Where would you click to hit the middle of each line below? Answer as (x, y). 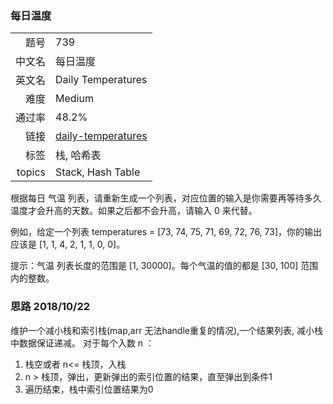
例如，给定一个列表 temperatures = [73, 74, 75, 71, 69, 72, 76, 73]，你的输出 (166, 232)
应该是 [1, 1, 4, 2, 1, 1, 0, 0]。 (68, 244)
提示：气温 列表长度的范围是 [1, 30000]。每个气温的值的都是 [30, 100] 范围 (164, 266)
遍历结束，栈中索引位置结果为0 (89, 389)
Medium (74, 99)
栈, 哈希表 (78, 155)
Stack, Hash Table (98, 172)
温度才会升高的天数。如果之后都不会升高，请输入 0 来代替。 (134, 211)
